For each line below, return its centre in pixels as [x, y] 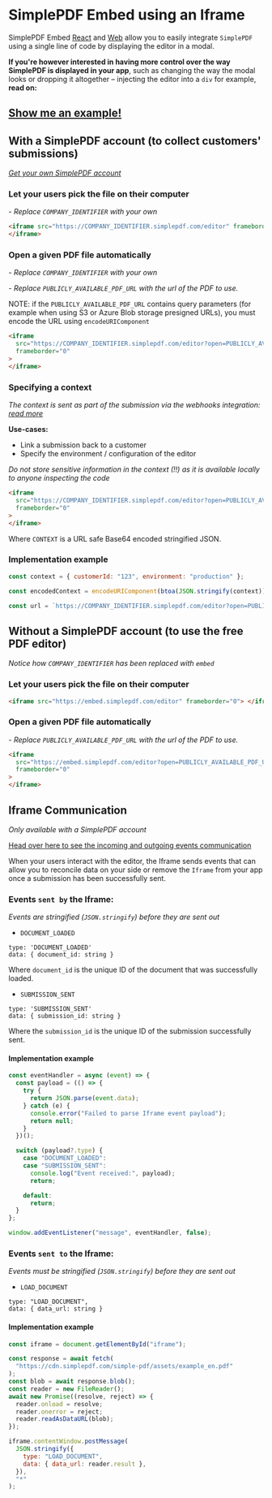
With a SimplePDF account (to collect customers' [135, 141]
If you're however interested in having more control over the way [119, 62]
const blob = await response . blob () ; [72, 1382]
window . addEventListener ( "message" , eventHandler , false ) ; [110, 1233]
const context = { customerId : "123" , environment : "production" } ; [126, 576]
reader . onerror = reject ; [59, 1412]
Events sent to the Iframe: [61, 1254]
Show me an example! [65, 113]
